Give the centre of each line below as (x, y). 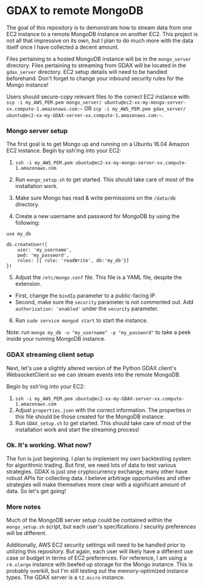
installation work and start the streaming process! (77, 429)
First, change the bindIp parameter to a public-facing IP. (86, 296)
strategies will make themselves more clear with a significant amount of (96, 484)
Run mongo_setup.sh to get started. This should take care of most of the (104, 180)
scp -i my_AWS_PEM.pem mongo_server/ (54, 102)
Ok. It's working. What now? (49, 445)
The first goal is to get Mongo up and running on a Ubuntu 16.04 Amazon (98, 144)
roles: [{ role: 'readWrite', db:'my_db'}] (73, 261)
